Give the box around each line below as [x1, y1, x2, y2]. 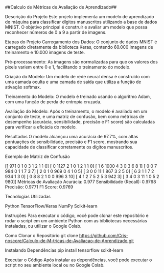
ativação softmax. [5, 84, 41, 90]
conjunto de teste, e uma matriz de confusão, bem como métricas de [5, 114, 144, 120]
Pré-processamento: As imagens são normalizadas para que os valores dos [5, 59, 158, 64]
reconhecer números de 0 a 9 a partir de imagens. [5, 30, 107, 35]
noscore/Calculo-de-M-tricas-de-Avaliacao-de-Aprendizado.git [5, 238, 134, 243]
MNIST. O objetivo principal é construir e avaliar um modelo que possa [5, 24, 148, 30]
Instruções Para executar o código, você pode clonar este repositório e [5, 212, 149, 218]
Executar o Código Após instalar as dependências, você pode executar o [5, 257, 152, 263]
